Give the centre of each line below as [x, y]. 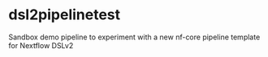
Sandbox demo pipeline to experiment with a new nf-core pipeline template [134, 37]
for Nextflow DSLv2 [41, 45]
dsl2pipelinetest [65, 15]
